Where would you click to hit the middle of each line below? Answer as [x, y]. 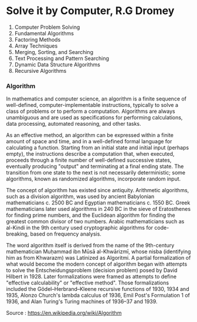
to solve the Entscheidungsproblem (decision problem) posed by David [92, 270]
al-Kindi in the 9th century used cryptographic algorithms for [80, 228]
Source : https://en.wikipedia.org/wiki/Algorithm [64, 313]
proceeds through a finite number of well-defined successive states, [89, 160]
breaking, [18, 234]
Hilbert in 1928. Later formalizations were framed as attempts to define [91, 277]
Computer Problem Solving [47, 27]
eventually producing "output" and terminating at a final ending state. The [95, 166]
